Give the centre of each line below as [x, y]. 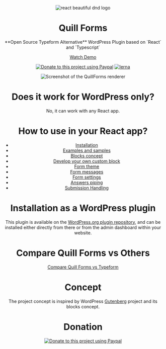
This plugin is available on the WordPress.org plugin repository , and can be [83, 222]
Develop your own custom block [87, 161]
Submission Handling [87, 188]
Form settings [87, 177]
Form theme [87, 166]
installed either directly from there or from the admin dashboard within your [83, 227]
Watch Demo [83, 57]
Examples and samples [87, 150]
